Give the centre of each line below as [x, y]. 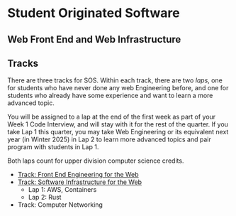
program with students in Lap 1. [53, 147]
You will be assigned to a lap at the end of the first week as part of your [112, 117]
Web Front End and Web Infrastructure [94, 39]
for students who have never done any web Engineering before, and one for [118, 88]
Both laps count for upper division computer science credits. [96, 161]
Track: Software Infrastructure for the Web [80, 182]
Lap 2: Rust [45, 198]
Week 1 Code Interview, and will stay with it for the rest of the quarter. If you [118, 124]
